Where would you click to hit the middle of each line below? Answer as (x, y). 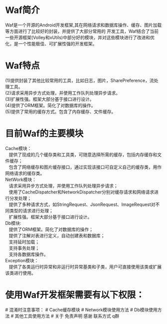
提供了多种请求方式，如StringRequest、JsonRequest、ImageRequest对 (82, 204)
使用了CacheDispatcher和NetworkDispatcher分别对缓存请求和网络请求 (82, 192)
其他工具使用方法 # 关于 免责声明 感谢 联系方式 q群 (67, 316)
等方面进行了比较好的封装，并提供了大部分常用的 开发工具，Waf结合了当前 (82, 31)
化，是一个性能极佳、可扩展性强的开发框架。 (51, 43)
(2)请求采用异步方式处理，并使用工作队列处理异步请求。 (63, 93)
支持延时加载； (24, 242)
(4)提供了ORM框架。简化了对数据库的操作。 (50, 105)
